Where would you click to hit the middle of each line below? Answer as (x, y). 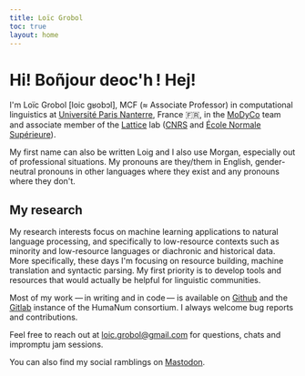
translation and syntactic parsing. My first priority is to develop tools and (146, 270)
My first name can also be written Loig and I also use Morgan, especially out (152, 152)
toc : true (28, 26)
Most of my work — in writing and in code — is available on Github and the (149, 298)
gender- (270, 162)
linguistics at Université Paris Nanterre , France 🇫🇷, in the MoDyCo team (145, 115)
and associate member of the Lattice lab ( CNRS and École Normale (135, 125)
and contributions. (44, 317)
